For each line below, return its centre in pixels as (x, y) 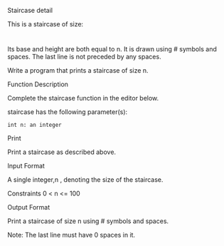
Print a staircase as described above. (62, 152)
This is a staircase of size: (46, 24)
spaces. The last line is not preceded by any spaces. (84, 57)
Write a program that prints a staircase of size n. (78, 71)
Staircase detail (30, 10)
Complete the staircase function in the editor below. (83, 98)
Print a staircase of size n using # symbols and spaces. (88, 221)
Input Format (26, 166)
